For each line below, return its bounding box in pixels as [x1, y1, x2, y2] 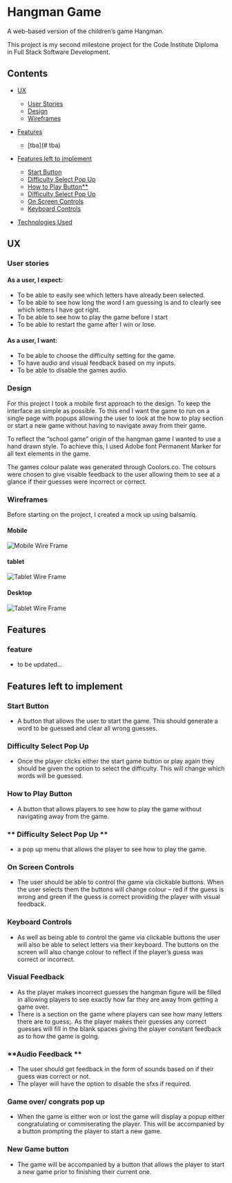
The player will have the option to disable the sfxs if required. [17, 1079, 191, 1088]
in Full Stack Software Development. [7, 48, 110, 56]
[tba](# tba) [27, 141, 61, 149]
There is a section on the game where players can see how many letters [17, 1010, 222, 1018]
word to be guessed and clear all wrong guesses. [17, 724, 157, 732]
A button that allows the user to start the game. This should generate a [17, 717, 219, 726]
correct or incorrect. [17, 955, 75, 963]
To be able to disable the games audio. [17, 366, 128, 375]
